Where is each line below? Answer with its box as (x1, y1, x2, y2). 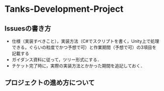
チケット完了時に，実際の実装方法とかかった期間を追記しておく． (11, 63, 145, 68)
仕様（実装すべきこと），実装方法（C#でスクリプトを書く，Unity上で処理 (11, 38, 160, 44)
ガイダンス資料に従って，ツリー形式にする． (11, 57, 102, 62)
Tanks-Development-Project (4, 3, 124, 15)
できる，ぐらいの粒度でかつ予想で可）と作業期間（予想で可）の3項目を (11, 44, 157, 50)
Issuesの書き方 (4, 24, 51, 32)
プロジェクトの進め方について (4, 79, 95, 87)
